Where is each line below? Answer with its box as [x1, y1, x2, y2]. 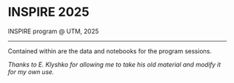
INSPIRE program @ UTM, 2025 [8, 27, 99, 35]
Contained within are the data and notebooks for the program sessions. [8, 46, 212, 55]
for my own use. [8, 67, 54, 76]
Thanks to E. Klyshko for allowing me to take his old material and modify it [8, 60, 222, 68]
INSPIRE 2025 [8, 4, 90, 20]
